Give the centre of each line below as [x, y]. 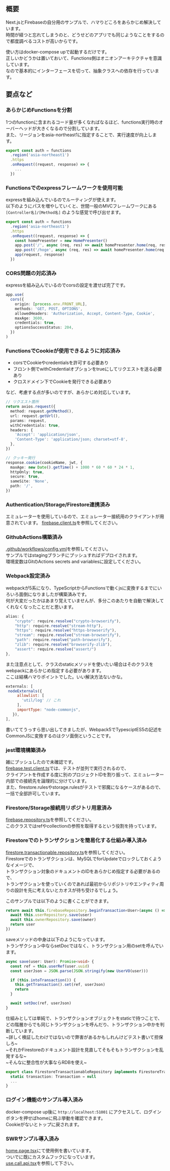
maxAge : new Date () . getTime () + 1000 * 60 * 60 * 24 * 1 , [73, 467]
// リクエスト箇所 [22, 402]
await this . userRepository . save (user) [51, 915]
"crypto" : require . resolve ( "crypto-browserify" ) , [68, 621]
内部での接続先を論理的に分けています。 [48, 781]
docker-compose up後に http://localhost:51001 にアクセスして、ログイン [84, 1111]
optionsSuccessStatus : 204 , [44, 328]
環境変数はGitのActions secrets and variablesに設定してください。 [75, 562]
